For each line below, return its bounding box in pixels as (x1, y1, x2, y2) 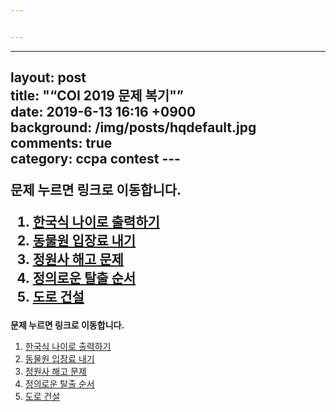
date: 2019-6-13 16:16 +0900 (10, 104, 197, 121)
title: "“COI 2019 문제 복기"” (10, 87, 184, 105)
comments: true (10, 135, 113, 152)
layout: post (10, 69, 87, 86)
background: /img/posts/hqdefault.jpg (10, 119, 257, 136)
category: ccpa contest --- (10, 151, 181, 168)
